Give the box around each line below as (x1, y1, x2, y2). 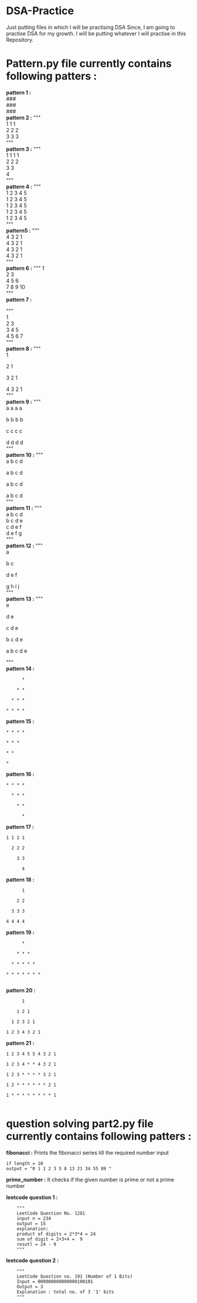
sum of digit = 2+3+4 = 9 (16, 1236, 83, 1242)
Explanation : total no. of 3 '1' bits (16, 1289, 115, 1295)
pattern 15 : (6, 717, 34, 724)
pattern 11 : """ (6, 504, 42, 511)
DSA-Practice (6, 4, 75, 18)
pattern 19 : (6, 929, 35, 936)
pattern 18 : (6, 876, 35, 883)
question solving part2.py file (6, 1117, 154, 1131)
